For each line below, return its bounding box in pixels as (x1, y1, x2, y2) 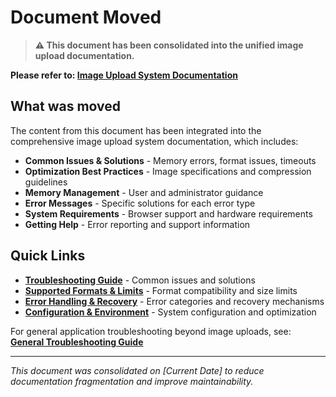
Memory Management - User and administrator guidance (24, 186, 264, 198)
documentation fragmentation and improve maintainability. (10, 375, 254, 387)
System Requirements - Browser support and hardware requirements (24, 207, 313, 220)
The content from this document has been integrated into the (10, 124, 262, 136)
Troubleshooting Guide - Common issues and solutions (24, 274, 256, 286)
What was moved (10, 98, 122, 115)
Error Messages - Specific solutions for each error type (24, 197, 256, 209)
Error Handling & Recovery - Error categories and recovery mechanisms (24, 295, 325, 307)
